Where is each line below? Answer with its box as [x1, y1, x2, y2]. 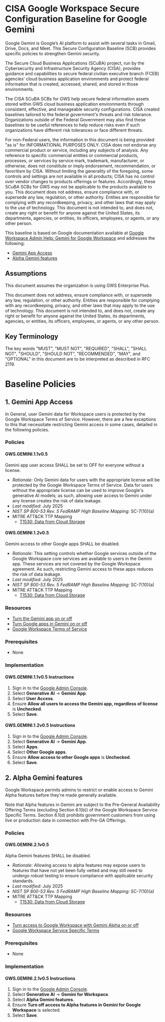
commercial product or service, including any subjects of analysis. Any [5, 147, 149, 153]
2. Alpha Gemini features [5, 774, 83, 782]
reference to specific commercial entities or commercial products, [5, 152, 139, 158]
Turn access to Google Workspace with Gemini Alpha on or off [12, 922, 139, 928]
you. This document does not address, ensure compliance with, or [5, 189, 139, 195]
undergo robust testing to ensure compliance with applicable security [12, 872, 153, 878]
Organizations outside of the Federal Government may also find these [5, 117, 146, 123]
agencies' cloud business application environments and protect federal [5, 76, 149, 82]
